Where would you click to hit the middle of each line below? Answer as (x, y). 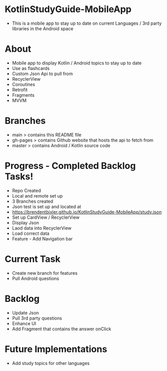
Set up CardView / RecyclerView (46, 217)
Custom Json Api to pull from (42, 74)
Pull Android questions (35, 278)
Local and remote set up (37, 196)
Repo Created (26, 191)
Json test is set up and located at (46, 206)
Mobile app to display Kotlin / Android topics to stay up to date (77, 63)
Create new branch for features (45, 273)
